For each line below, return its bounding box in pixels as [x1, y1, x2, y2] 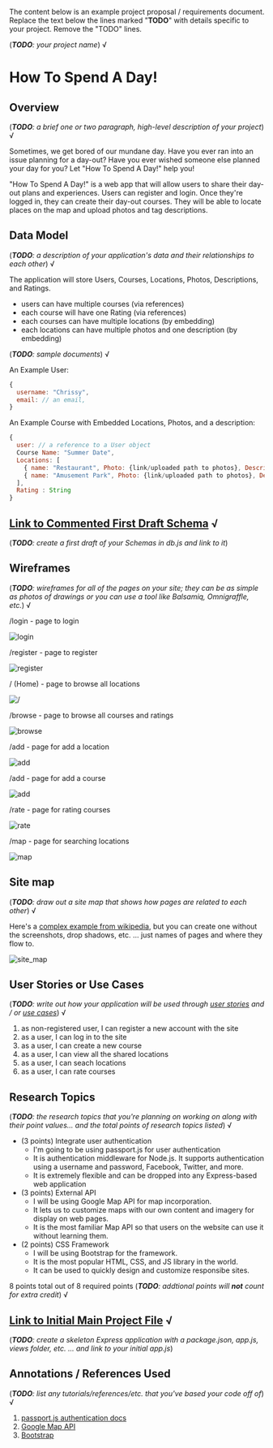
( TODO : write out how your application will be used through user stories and [9, 999, 265, 1009]
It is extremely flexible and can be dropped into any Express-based [32, 1170, 258, 1180]
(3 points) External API [20, 1188, 96, 1198]
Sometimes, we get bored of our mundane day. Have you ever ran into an [9, 146, 254, 156]
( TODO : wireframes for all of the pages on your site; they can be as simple [9, 583, 258, 593]
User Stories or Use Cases [9, 978, 144, 992]
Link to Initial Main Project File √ [9, 1313, 173, 1327]
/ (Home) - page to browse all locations [9, 679, 140, 688]
